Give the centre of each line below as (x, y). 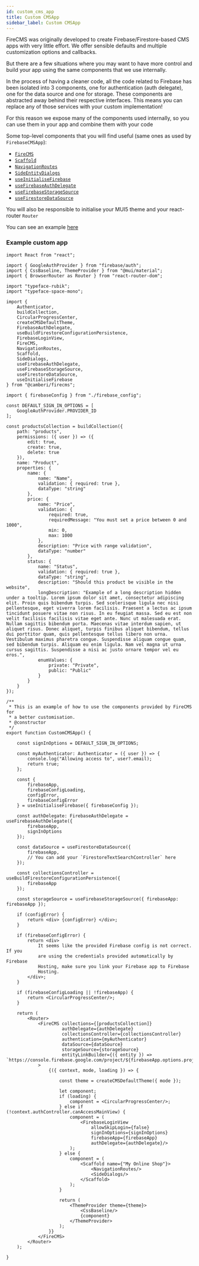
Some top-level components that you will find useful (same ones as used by (99, 136)
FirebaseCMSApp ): (27, 142)
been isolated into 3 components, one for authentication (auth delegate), (95, 88)
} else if (71, 1107)
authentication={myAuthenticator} (104, 1039)
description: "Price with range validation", (95, 546)
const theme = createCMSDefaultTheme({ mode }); (120, 1081)
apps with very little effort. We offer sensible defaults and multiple (86, 46)
